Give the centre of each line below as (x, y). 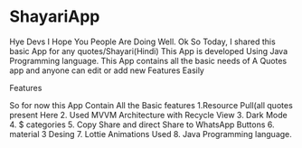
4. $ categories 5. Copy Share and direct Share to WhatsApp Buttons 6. (142, 125)
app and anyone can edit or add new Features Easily (107, 70)
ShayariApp (55, 17)
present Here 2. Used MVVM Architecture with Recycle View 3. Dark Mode (148, 115)
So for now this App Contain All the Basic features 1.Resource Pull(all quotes (151, 105)
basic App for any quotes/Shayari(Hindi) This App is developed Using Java (149, 51)
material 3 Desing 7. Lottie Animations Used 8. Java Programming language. (151, 134)
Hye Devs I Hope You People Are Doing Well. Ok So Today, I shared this (142, 42)
